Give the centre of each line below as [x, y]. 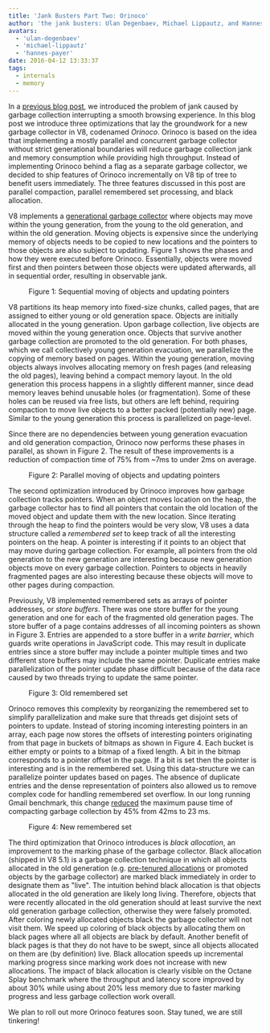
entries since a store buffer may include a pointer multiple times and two [128, 651]
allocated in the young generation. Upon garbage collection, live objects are [134, 324]
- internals [36, 76]
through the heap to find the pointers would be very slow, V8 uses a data [129, 525]
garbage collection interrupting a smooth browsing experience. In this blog [132, 114]
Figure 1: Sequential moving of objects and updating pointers [129, 291]
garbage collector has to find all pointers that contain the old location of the [133, 507]
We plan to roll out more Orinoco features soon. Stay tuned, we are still [125, 1012]
